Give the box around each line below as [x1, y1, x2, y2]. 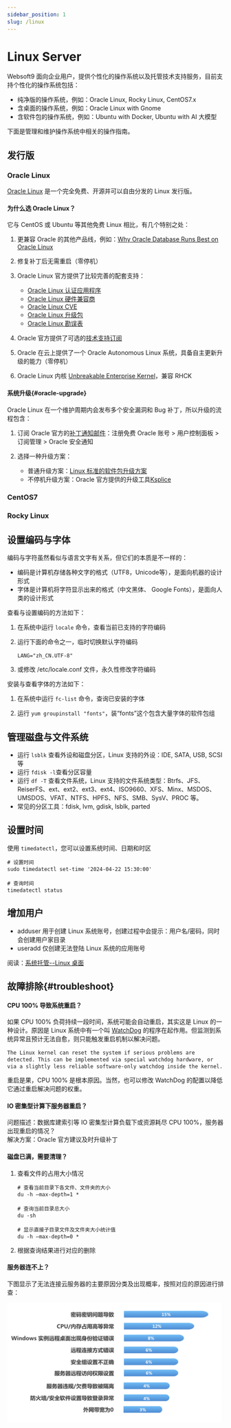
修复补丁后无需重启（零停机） [16, 257, 102, 265]
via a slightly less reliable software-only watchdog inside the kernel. [7, 1063, 223, 1070]
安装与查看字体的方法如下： [7, 680, 86, 688]
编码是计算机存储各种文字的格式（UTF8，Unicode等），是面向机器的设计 [16, 568, 223, 577]
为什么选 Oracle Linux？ [7, 204, 76, 212]
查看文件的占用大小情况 [16, 1169, 84, 1177]
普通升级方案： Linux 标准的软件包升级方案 [27, 466, 148, 474]
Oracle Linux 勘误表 [27, 320, 84, 328]
